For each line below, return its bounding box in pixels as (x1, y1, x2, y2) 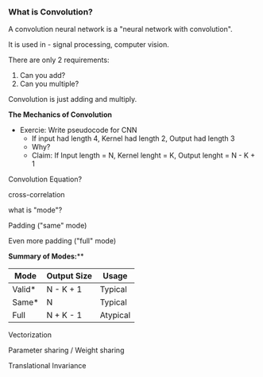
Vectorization (8, 330, 52, 340)
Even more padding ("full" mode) (8, 236, 117, 246)
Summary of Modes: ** (8, 251, 85, 261)
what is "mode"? (8, 205, 63, 215)
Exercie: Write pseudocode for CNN (19, 126, 137, 135)
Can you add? (19, 71, 66, 80)
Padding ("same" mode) (8, 221, 87, 231)
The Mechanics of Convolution (8, 110, 113, 119)
